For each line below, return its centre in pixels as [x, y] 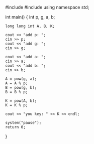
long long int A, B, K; [30, 26]
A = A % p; [17, 83]
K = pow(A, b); [21, 101]
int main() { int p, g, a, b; [30, 17]
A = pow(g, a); [21, 79]
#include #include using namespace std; [47, 7]
